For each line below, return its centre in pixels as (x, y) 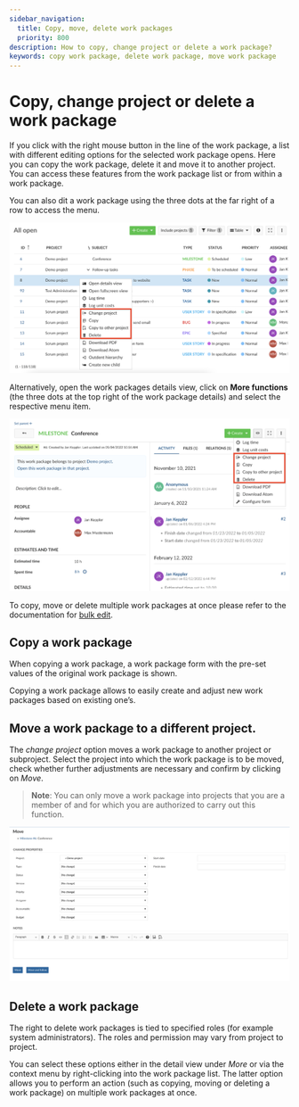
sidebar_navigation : (48, 19)
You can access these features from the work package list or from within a (146, 174)
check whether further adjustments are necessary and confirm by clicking (145, 769)
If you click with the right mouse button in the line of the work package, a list (149, 145)
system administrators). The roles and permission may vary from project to (146, 1037)
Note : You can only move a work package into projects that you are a (158, 796)
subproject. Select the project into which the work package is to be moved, (147, 759)
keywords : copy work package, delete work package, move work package (143, 57)
